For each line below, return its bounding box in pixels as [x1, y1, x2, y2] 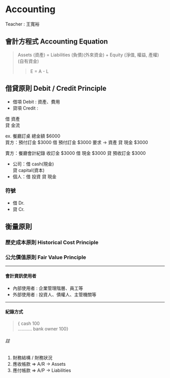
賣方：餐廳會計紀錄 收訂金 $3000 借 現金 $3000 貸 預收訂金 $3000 [5, 150, 146, 156]
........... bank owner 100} [17, 326, 69, 332]
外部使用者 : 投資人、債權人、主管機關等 [12, 291, 97, 297]
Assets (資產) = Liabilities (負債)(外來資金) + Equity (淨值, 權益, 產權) [17, 52, 159, 58]
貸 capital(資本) [12, 167, 45, 173]
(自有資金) [17, 58, 39, 64]
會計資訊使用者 [5, 273, 36, 279]
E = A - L [30, 68, 49, 74]
